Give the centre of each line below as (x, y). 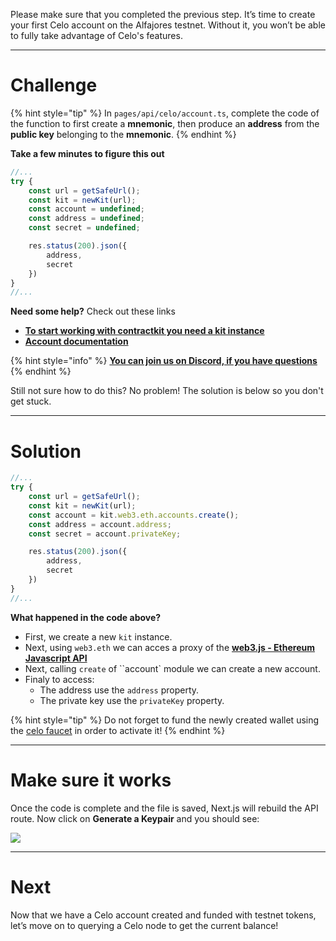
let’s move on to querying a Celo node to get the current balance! (144, 925)
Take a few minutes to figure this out (87, 153)
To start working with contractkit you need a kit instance (144, 331)
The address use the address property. (119, 690)
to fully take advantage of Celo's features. (96, 35)
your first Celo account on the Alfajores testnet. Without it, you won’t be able (168, 25)
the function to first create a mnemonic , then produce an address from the (165, 123)
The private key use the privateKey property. (132, 700)
